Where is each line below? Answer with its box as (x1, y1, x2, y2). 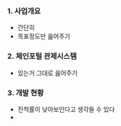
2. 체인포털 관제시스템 (7, 51, 77, 61)
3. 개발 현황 (7, 87, 44, 97)
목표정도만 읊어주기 (17, 32, 71, 41)
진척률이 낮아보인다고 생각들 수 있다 (17, 105, 115, 113)
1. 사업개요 (7, 6, 41, 15)
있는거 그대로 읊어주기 (17, 69, 78, 77)
